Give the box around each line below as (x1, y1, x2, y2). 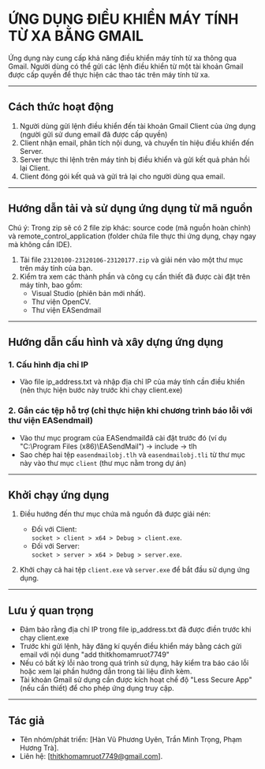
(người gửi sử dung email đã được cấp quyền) (19, 129, 168, 139)
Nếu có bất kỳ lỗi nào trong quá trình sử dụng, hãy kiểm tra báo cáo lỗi (19, 658, 249, 668)
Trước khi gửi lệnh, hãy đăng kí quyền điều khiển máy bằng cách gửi (19, 642, 242, 651)
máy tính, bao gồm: (19, 279, 83, 290)
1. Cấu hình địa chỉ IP (8, 358, 89, 369)
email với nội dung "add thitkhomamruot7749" (19, 650, 170, 659)
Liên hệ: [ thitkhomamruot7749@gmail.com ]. (19, 751, 163, 760)
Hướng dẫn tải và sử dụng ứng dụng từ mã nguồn (8, 202, 253, 216)
